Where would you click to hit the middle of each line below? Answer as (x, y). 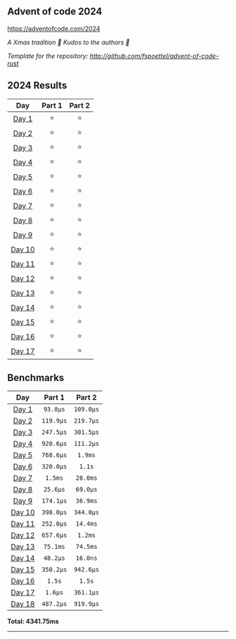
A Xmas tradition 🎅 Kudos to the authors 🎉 (68, 42)
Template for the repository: (48, 56)
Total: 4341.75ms (33, 621)
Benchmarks (36, 378)
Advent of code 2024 (55, 12)
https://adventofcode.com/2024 (54, 28)
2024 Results (37, 86)
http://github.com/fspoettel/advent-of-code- (154, 56)
